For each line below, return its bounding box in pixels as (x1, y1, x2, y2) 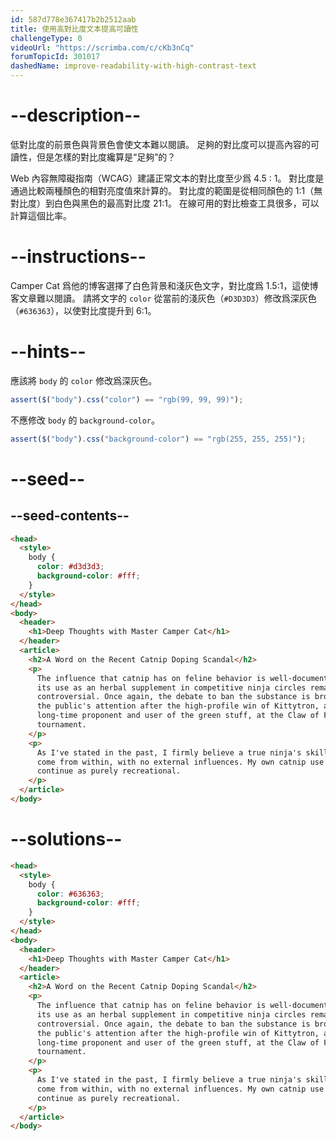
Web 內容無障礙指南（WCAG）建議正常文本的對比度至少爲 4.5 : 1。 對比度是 (10, 172, 325, 184)
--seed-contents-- (10, 507, 130, 525)
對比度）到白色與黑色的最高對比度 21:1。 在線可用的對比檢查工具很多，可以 (10, 197, 320, 209)
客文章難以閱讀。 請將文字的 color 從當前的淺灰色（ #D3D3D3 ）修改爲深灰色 (10, 292, 317, 304)
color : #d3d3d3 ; (36, 562, 105, 572)
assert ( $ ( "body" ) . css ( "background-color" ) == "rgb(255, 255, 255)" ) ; (10, 434, 307, 444)
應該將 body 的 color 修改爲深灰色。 (10, 374, 158, 386)
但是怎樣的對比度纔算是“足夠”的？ (36, 151, 177, 163)
